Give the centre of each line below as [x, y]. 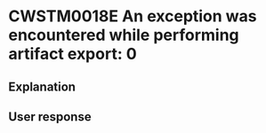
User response [50, 117]
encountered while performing [124, 35]
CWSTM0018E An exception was [133, 16]
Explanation [42, 86]
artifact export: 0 [73, 54]
